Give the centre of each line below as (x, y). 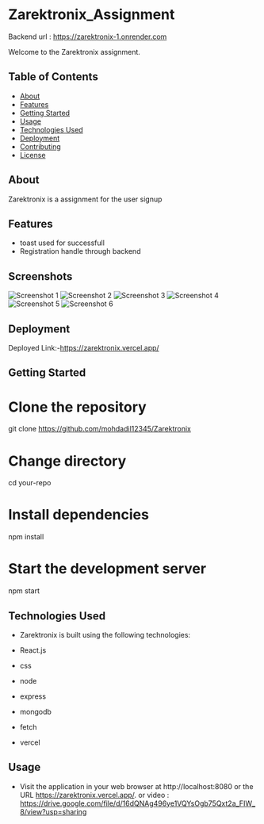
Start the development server (107, 569)
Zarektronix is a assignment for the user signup (85, 199)
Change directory (67, 461)
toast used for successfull (62, 243)
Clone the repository (77, 407)
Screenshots (40, 276)
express (33, 696)
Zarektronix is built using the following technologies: (105, 634)
